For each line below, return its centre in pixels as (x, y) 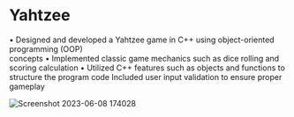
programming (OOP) (46, 48)
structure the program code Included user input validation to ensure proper (146, 77)
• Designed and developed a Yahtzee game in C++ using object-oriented (142, 40)
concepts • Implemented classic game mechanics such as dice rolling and (144, 58)
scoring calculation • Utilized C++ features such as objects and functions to (147, 68)
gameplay (27, 86)
